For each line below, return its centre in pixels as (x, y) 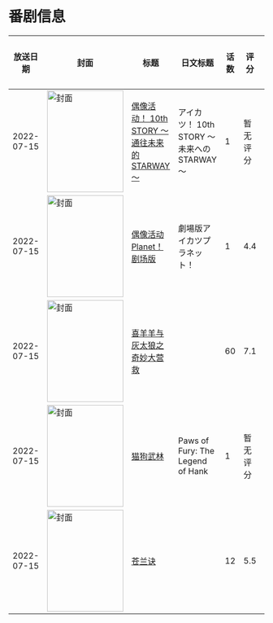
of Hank (193, 471)
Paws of (193, 441)
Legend (192, 461)
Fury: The (196, 450)
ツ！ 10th (196, 125)
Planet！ (147, 247)
